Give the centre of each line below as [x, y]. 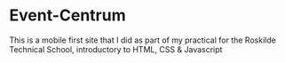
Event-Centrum [67, 16]
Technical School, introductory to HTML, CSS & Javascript [116, 49]
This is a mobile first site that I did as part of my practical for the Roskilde [143, 40]
